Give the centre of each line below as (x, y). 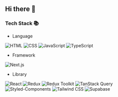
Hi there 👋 (20, 9)
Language (22, 36)
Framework (24, 55)
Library (19, 74)
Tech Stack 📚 (22, 24)
